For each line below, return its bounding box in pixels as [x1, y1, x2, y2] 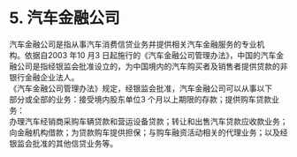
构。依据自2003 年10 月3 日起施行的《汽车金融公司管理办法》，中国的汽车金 [9, 49, 285, 60]
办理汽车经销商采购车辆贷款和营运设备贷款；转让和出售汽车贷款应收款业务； [9, 116, 288, 126]
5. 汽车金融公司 [9, 8, 120, 28]
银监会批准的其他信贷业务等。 [9, 138, 118, 148]
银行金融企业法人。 [9, 71, 80, 82]
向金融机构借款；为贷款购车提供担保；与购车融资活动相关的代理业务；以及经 [9, 127, 288, 138]
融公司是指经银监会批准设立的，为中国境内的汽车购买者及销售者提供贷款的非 [9, 61, 288, 71]
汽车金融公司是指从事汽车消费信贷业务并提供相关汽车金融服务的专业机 [9, 39, 265, 49]
